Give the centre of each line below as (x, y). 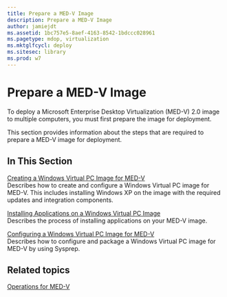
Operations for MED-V (39, 287)
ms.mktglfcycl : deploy (40, 45)
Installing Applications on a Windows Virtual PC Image (84, 213)
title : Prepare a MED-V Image (51, 13)
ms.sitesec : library (37, 52)
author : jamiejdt (32, 26)
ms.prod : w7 (24, 59)
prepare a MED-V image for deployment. (65, 139)
